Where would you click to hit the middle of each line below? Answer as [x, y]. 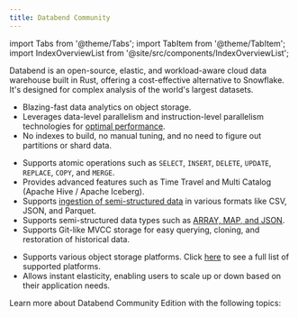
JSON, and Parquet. [59, 210]
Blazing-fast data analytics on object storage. [107, 107]
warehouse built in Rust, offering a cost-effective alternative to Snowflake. [147, 80]
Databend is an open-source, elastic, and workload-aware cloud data [138, 70]
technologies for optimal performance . [94, 126]
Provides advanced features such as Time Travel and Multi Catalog [147, 182]
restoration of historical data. [76, 239]
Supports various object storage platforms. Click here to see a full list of [156, 257]
